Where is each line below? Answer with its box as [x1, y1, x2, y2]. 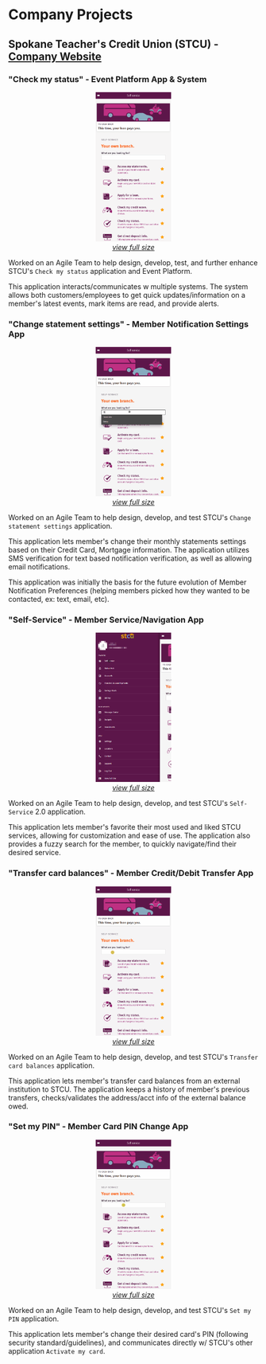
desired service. [8, 848, 61, 858]
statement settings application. [8, 522, 113, 531]
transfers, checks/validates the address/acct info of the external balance [8, 1092, 246, 1102]
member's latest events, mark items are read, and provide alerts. [8, 299, 220, 308]
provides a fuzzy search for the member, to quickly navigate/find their [8, 839, 237, 849]
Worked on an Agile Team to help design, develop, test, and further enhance [8, 257, 258, 268]
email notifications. [8, 562, 71, 572]
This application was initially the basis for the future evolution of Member [8, 577, 247, 587]
